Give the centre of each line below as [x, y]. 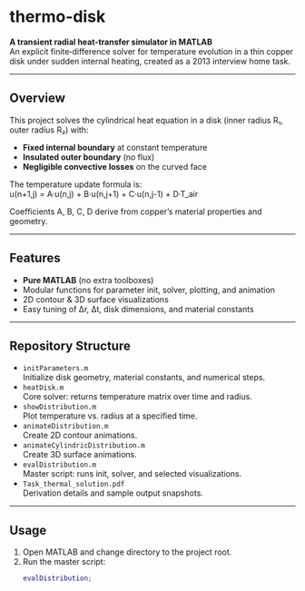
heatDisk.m [43, 388]
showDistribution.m [59, 407]
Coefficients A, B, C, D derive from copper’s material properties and [136, 212]
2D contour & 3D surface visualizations [96, 299]
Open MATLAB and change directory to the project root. [127, 552]
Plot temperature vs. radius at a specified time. [110, 416]
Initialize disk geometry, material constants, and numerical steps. [144, 378]
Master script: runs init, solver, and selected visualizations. [132, 474]
